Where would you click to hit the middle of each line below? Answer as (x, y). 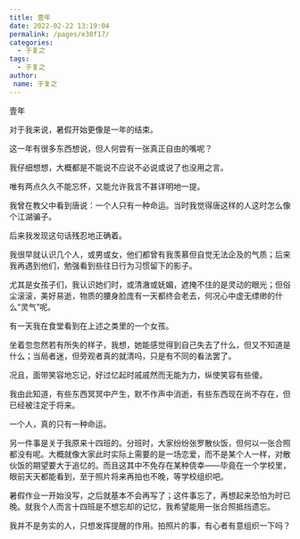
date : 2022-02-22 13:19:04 (59, 26)
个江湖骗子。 (33, 216)
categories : (31, 42)
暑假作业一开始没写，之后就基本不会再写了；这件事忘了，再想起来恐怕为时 (146, 495)
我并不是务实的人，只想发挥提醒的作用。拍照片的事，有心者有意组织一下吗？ (150, 525)
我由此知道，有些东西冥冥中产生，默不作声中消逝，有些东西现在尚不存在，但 (150, 394)
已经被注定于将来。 (45, 405)
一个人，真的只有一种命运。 (60, 424)
